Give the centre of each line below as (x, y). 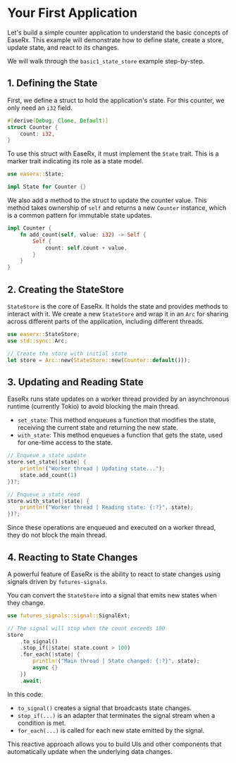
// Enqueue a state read (44, 495)
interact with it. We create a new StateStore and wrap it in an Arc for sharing (118, 314)
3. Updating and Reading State (76, 382)
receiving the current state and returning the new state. (98, 428)
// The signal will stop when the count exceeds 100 (86, 628)
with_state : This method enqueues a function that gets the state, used (120, 435)
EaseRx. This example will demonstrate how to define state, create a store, (116, 39)
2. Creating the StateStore (66, 289)
